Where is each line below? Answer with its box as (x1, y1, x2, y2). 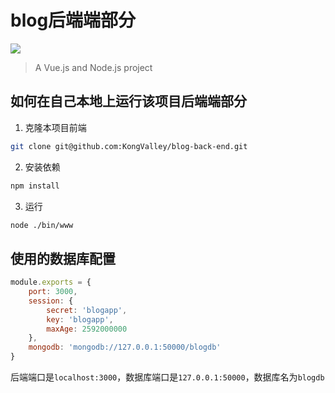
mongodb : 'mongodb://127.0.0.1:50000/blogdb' (28, 342, 222, 353)
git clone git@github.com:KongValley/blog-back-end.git (10, 141, 248, 151)
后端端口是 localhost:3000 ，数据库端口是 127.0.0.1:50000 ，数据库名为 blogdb (10, 371, 325, 383)
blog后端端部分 (10, 9, 137, 32)
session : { (28, 296, 74, 306)
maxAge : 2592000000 (46, 324, 128, 334)
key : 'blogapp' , (46, 314, 114, 325)
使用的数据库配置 (10, 250, 116, 267)
